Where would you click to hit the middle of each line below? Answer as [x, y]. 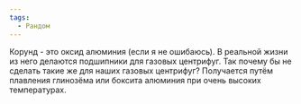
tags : [19, 17]
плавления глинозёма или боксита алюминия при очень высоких [135, 80]
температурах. [38, 90]
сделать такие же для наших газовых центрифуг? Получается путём [141, 70]
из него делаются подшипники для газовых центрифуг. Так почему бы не [150, 61]
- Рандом [34, 26]
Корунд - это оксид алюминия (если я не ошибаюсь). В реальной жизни [149, 51]
